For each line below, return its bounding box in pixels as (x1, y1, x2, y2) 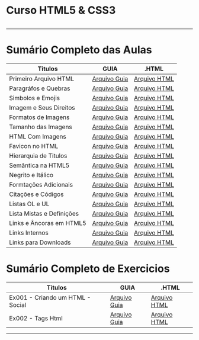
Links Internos (9, 229, 49, 237)
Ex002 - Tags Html (9, 314, 63, 322)
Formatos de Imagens (9, 113, 70, 121)
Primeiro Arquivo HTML (9, 75, 75, 83)
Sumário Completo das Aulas (6, 43, 152, 57)
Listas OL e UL (9, 200, 50, 208)
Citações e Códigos (9, 190, 64, 198)
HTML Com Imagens (9, 132, 66, 140)
